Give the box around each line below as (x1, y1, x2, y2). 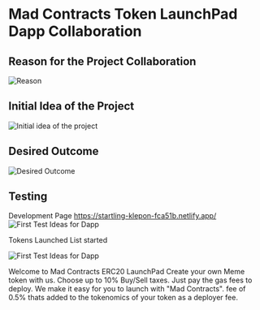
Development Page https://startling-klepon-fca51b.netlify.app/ (8, 211, 217, 221)
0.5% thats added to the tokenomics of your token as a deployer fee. (8, 293, 238, 303)
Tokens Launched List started (8, 235, 108, 245)
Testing (8, 190, 48, 204)
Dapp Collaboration (8, 22, 142, 41)
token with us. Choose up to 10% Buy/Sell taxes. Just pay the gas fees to (8, 275, 253, 285)
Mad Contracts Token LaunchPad (8, 5, 238, 24)
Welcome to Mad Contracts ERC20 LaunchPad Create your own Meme (8, 267, 245, 277)
